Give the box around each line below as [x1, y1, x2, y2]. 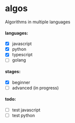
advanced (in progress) [12, 85, 59, 91]
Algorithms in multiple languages [5, 19, 71, 25]
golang [12, 57, 26, 63]
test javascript [12, 107, 41, 113]
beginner [12, 79, 30, 85]
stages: [5, 68, 21, 74]
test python [12, 112, 35, 118]
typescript [12, 52, 33, 58]
